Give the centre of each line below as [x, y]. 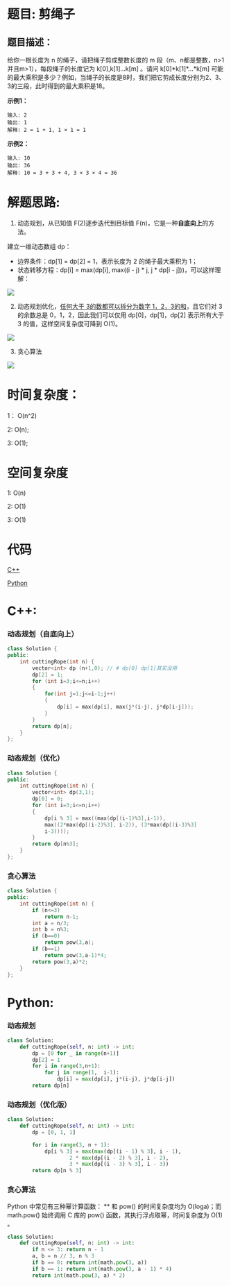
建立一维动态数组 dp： [39, 246]
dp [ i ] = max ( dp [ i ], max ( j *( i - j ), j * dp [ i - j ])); [125, 707]
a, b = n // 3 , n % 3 [63, 1256]
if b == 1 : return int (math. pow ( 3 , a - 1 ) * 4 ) [102, 1269]
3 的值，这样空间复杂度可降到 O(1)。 [69, 323]
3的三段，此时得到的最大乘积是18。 [58, 86]
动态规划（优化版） [39, 1104]
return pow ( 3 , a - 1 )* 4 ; [76, 955]
